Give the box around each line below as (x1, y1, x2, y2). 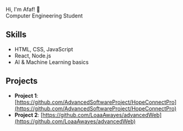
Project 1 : (14, 92, 39, 99)
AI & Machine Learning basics (14, 58, 89, 66)
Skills (5, 30, 27, 40)
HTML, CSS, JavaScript (14, 45, 74, 53)
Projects (5, 76, 38, 86)
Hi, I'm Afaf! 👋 (5, 6, 40, 13)
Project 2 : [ (14, 111, 43, 118)
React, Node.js (14, 52, 51, 59)
